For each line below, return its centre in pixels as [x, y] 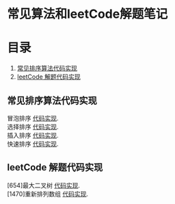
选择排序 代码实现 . [33, 127]
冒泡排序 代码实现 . [33, 118]
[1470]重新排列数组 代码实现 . [48, 194]
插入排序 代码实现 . [33, 135]
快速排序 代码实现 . [33, 144]
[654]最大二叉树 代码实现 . [44, 185]
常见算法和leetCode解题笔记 [87, 14]
